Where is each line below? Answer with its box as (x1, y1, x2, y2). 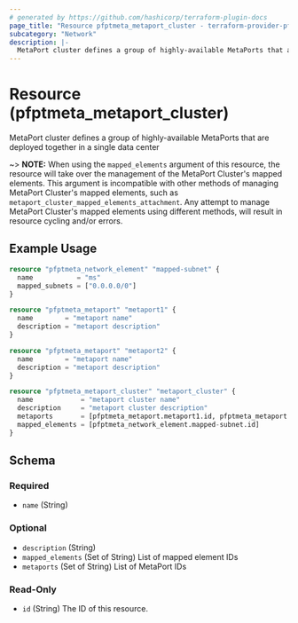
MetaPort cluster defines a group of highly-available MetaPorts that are (9, 132, 270, 143)
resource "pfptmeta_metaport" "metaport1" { (9, 305, 176, 315)
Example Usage (9, 241, 98, 256)
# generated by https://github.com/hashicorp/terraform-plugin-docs (9, 12, 268, 22)
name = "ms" (17, 272, 101, 282)
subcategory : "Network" (9, 29, 98, 38)
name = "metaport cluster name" (17, 396, 180, 405)
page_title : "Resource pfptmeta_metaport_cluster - (9, 21, 204, 30)
